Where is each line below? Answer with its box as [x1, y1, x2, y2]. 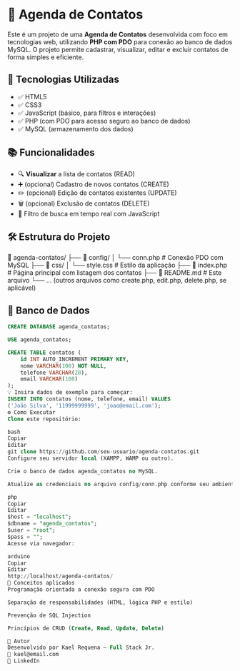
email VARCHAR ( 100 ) [20, 375, 79, 383]
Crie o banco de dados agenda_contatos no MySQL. [7, 468, 159, 475]
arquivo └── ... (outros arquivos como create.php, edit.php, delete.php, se [7, 276, 227, 285]
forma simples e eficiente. [7, 53, 84, 61]
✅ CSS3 [17, 100, 42, 109]
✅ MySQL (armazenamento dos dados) [17, 124, 134, 133]
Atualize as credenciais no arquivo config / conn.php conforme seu [7, 480, 209, 488]
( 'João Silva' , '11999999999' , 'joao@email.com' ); [7, 402, 161, 409]
